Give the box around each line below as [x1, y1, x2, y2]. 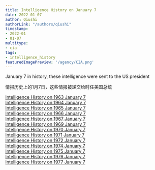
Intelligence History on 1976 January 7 [5, 154, 85, 160]
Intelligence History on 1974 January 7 [5, 143, 85, 149]
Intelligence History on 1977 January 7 [5, 159, 85, 165]
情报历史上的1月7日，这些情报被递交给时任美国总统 [5, 84, 112, 90]
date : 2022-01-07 [5, 12, 42, 17]
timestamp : [5, 26, 28, 32]
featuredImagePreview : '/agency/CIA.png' [5, 60, 95, 65]
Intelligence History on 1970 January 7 [5, 127, 85, 133]
